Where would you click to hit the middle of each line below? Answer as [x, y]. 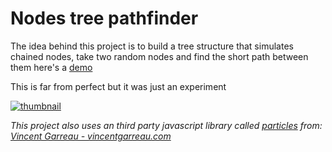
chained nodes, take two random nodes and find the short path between [159, 56]
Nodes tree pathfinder [104, 18]
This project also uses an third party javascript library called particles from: [166, 125]
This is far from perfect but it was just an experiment [118, 86]
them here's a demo [51, 67]
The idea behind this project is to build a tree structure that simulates [152, 46]
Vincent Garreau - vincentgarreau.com [91, 136]
